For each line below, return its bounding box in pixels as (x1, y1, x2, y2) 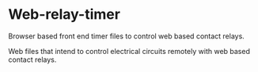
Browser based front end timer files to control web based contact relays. (8, 31, 245, 41)
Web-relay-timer (8, 5, 121, 23)
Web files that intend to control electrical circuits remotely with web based (8, 46, 251, 56)
